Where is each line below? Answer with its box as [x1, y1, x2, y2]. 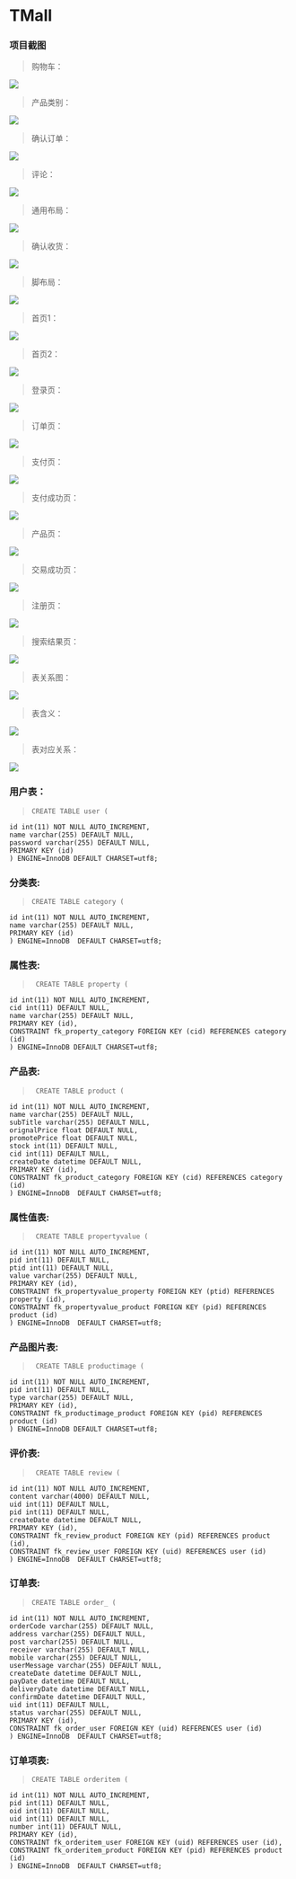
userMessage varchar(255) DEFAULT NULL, [9, 1661, 163, 1670]
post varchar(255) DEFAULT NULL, [9, 1637, 135, 1646]
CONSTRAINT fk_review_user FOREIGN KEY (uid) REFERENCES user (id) [9, 1547, 267, 1555]
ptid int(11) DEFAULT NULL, [9, 1263, 115, 1272]
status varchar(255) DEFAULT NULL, [9, 1708, 143, 1717]
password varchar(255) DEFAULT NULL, [9, 838, 151, 847]
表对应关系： [30, 744, 79, 755]
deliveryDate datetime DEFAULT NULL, [9, 1684, 151, 1694]
